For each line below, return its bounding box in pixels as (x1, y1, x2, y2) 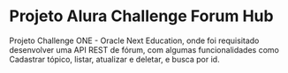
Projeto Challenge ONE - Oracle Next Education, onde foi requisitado (9, 35, 260, 46)
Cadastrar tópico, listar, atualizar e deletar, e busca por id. (9, 54, 220, 64)
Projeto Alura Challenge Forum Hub (9, 6, 274, 26)
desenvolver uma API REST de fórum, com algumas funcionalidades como (9, 44, 280, 55)
